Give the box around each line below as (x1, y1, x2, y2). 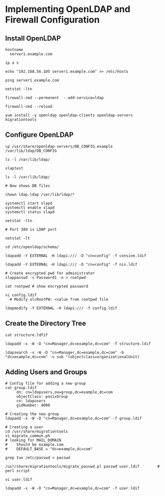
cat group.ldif (5, 386, 37, 391)
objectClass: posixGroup (16, 394, 68, 399)
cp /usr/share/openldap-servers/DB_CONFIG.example (5, 144, 113, 149)
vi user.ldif (5, 477, 32, 483)
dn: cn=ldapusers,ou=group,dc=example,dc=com (16, 390, 113, 395)
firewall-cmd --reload (5, 104, 52, 109)
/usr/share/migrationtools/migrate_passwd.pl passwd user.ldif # (5, 464, 160, 469)
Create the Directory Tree (5, 319, 86, 328)
